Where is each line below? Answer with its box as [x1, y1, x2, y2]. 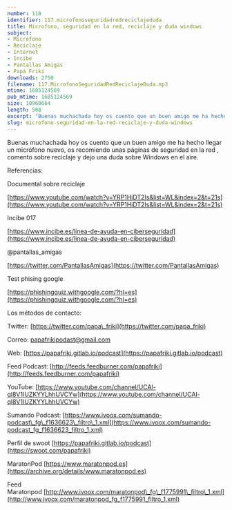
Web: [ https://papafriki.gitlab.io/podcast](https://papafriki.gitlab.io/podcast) [7, 349, 223, 357]
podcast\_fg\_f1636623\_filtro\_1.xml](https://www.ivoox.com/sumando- [7, 418, 211, 426]
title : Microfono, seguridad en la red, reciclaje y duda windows [7, 23, 202, 30]
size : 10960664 [7, 100, 51, 107]
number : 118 [7, 10, 41, 17]
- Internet [7, 49, 39, 56]
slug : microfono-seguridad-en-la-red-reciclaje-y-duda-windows [7, 119, 193, 126]
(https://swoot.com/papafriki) [7, 446, 91, 454]
